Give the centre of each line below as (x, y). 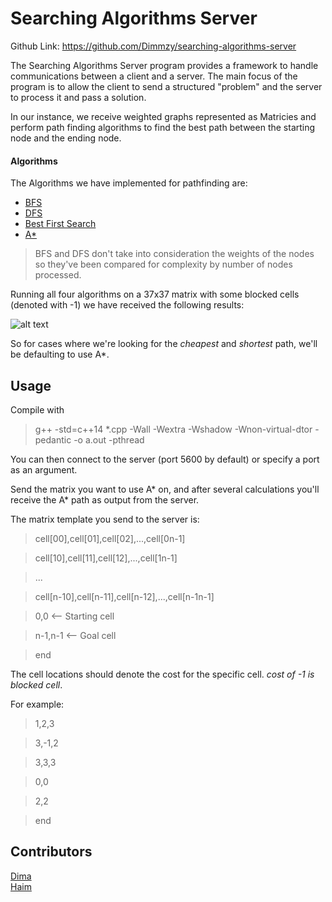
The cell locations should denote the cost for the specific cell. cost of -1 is (162, 674)
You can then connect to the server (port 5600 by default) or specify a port (165, 459)
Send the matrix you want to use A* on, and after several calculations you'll (165, 489)
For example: (37, 704)
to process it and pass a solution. (78, 97)
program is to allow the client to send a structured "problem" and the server (166, 86)
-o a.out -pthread (109, 439)
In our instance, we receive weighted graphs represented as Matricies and (163, 116)
